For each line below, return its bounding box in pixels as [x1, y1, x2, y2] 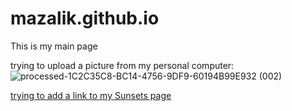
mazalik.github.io [10, 7, 160, 30]
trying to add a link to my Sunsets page [10, 89, 172, 101]
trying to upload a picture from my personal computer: [10, 59, 235, 71]
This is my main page [10, 40, 98, 52]
